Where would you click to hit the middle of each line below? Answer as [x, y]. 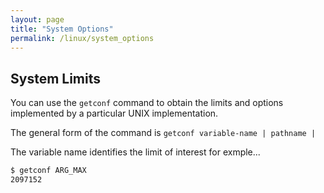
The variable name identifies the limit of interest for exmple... [135, 152]
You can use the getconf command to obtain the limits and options [147, 103]
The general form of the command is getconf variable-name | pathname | [163, 133]
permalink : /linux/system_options [82, 38]
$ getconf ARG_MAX [48, 171]
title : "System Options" [62, 29]
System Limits [56, 78]
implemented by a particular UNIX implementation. [114, 113]
